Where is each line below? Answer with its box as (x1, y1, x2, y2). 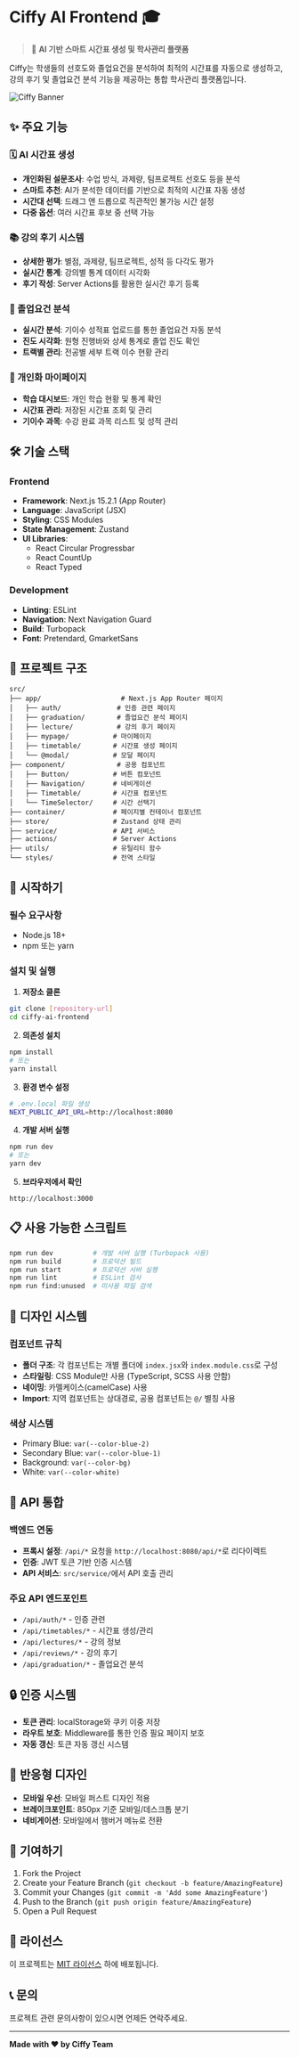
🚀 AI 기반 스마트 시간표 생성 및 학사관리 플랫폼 (30, 44, 190, 54)
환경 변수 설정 (21, 1082, 69, 1092)
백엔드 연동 (9, 1523, 54, 1536)
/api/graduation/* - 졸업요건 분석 (21, 1659, 144, 1670)
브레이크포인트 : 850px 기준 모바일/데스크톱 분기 (21, 1803, 190, 1814)
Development (9, 584, 69, 597)
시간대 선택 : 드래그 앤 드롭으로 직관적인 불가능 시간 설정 (21, 195, 214, 206)
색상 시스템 (9, 1417, 54, 1430)
